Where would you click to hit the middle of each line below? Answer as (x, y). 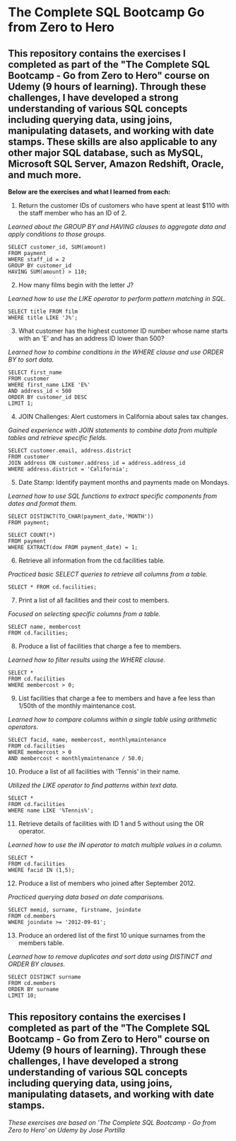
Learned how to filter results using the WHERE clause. (87, 660)
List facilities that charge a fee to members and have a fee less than (117, 698)
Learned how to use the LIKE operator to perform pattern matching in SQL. (117, 298)
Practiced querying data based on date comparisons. (86, 897)
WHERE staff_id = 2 (37, 259)
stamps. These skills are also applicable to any (113, 142)
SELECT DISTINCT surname (45, 977)
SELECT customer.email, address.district (70, 451)
